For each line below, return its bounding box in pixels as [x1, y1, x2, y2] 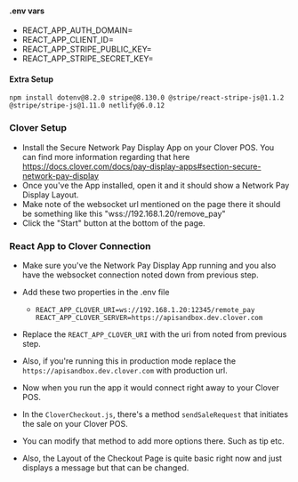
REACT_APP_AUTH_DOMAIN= [21, 25, 133, 36]
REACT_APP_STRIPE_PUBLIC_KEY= [21, 44, 153, 55]
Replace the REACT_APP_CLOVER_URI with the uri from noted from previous [21, 329, 287, 340]
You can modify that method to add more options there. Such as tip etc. [21, 436, 285, 446]
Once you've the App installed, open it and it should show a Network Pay [21, 180, 290, 190]
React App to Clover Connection [9, 239, 151, 252]
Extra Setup [9, 74, 54, 84]
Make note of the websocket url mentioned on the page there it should [21, 198, 281, 209]
